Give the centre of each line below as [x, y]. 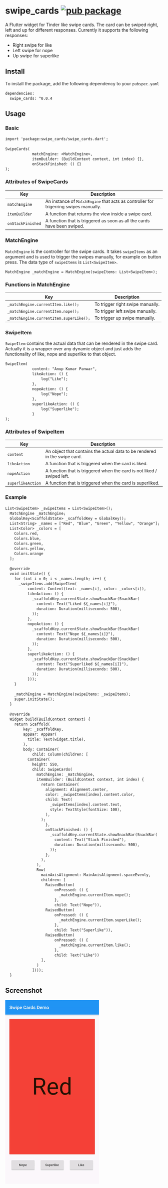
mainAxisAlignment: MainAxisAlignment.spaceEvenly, [96, 875]
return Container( [60, 784]
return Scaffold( [32, 724]
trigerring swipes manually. [73, 207]
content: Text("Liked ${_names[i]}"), [77, 604]
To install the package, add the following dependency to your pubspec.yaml [82, 83]
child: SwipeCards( [52, 769]
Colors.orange [29, 554]
